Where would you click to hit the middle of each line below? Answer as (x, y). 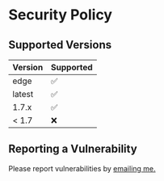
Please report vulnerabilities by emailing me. (82, 168)
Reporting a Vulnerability (73, 149)
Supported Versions (60, 45)
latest (23, 94)
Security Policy (61, 15)
